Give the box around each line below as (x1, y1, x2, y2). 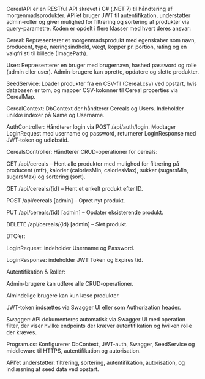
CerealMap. (6, 93, 36, 100)
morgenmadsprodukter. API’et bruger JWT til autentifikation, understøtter (6, 12, 191, 19)
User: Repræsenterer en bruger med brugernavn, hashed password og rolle (6, 61, 197, 69)
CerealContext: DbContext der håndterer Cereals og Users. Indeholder (6, 105, 184, 112)
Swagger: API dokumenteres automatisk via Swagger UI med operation (6, 316, 185, 323)
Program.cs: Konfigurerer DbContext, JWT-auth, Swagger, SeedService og (6, 340, 195, 348)
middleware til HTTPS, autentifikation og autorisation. (6, 347, 141, 354)
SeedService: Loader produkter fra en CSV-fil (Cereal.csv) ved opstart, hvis (6, 80, 197, 87)
